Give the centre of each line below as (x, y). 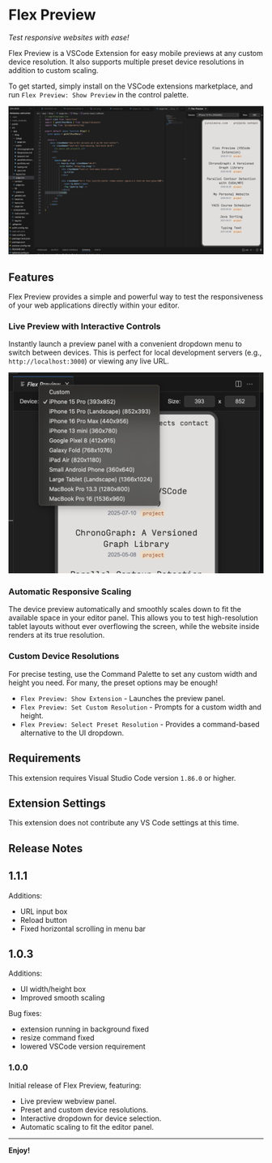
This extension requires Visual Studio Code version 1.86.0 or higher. (122, 777)
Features (31, 277)
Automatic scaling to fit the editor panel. (87, 1126)
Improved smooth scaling (62, 998)
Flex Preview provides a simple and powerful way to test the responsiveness (136, 297)
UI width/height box (53, 989)
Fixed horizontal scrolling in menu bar (83, 928)
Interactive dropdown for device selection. (91, 1118)
